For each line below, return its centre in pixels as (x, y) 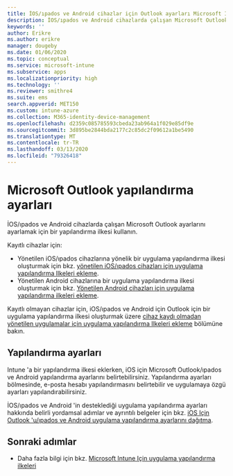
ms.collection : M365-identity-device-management (79, 117)
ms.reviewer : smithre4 (40, 91)
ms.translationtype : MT (42, 136)
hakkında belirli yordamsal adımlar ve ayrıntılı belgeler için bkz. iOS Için (109, 412)
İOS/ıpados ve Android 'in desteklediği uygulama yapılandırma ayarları (107, 405)
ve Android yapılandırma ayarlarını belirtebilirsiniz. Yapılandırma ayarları (109, 377)
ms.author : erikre (34, 40)
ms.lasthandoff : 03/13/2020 (48, 149)
